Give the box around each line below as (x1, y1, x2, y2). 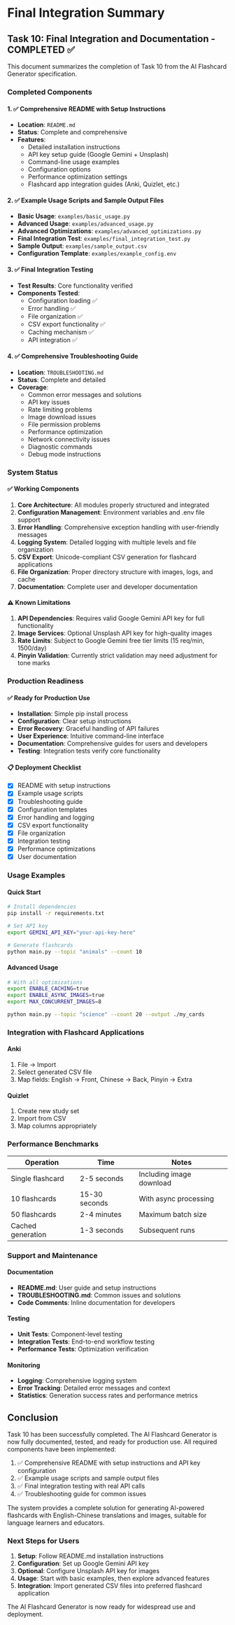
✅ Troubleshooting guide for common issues (17, 1489, 147, 1498)
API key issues (27, 398, 70, 406)
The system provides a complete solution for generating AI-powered (7, 1503, 205, 1512)
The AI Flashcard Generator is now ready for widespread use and (7, 1603, 196, 1611)
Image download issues (27, 412, 97, 421)
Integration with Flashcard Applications (7, 1027, 145, 1037)
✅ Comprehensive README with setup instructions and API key (17, 1458, 201, 1467)
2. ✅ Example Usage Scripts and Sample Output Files (7, 196, 164, 204)
